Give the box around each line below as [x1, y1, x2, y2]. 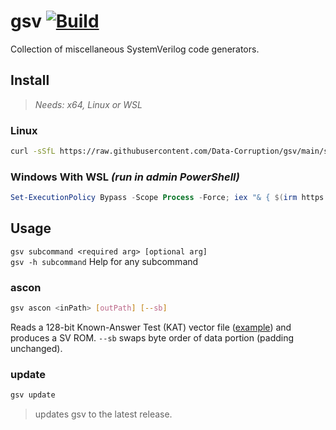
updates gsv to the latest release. [34, 408, 173, 420]
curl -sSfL [10, 146, 56, 157]
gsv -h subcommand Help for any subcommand [10, 255, 199, 267]
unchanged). [10, 343, 63, 355]
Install [10, 72, 50, 89]
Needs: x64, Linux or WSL [34, 98, 143, 110]
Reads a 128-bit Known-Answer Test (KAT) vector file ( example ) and [10, 321, 292, 334]
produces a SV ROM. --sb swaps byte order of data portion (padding [10, 332, 295, 344]
